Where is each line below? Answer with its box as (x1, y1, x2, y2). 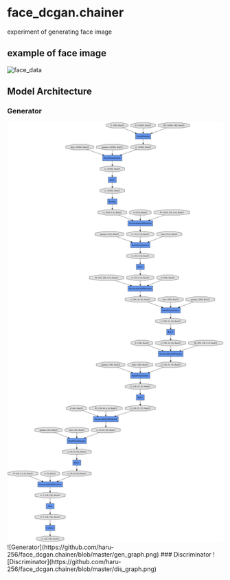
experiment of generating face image (7, 27, 113, 36)
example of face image (7, 47, 107, 59)
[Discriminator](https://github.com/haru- (7, 557, 122, 566)
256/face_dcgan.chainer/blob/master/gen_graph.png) (7, 550, 159, 558)
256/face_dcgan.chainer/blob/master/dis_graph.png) (7, 565, 157, 573)
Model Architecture (7, 86, 93, 98)
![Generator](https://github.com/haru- (7, 543, 115, 551)
